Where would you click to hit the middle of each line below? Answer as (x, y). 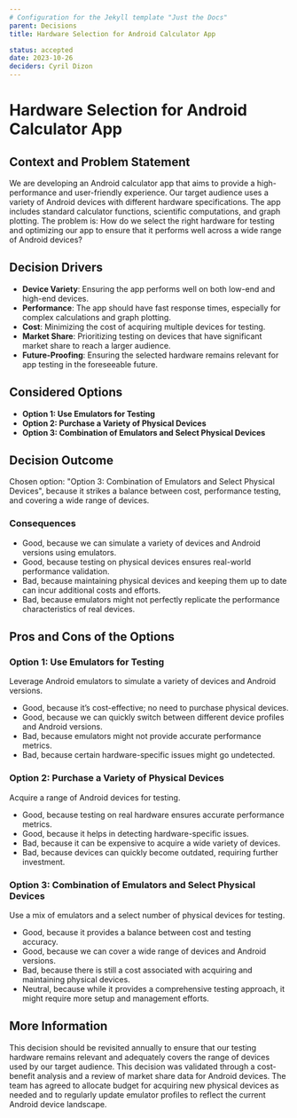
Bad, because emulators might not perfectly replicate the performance (151, 599)
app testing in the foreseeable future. (90, 364)
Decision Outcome (61, 461)
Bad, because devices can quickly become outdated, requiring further (150, 852)
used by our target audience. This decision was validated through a (132, 1067)
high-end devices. (55, 298)
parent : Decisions (43, 26)
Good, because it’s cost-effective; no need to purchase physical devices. (156, 708)
